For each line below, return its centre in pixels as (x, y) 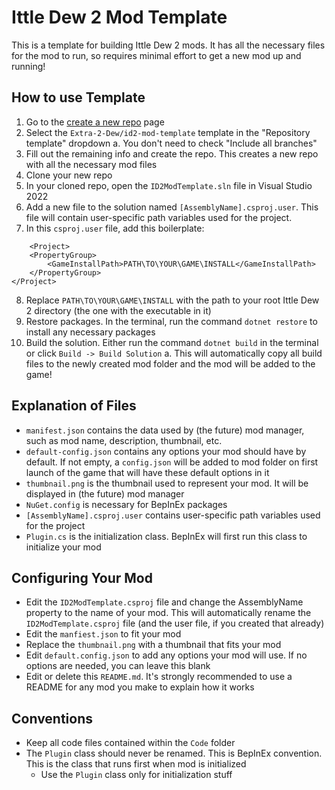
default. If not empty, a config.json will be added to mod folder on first (172, 462)
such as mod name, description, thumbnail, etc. (124, 440)
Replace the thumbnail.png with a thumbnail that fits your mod (153, 645)
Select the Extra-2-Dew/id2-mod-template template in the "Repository (168, 132)
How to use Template (78, 97)
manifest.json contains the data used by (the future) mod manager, (165, 430)
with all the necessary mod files (91, 164)
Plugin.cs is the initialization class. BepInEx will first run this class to (166, 536)
